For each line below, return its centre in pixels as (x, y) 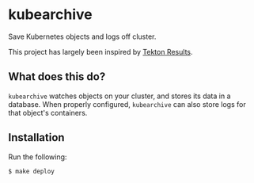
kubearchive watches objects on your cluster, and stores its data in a (119, 96)
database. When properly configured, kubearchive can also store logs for (127, 104)
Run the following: (38, 157)
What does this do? (57, 77)
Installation (36, 137)
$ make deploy (32, 171)
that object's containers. (48, 112)
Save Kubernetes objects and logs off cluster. (82, 36)
